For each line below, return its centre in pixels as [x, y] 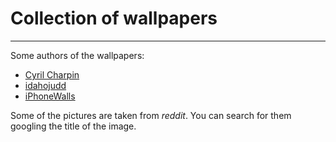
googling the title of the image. [73, 126]
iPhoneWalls [50, 96]
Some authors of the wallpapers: [77, 55]
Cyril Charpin [52, 74]
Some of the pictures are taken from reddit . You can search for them [151, 115]
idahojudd [45, 85]
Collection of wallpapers [114, 18]
